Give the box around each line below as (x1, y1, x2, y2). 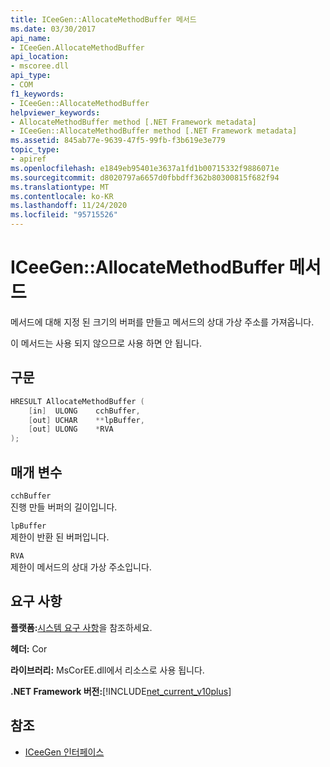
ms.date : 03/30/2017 (10, 24, 97, 34)
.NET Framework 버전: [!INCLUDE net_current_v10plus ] (10, 685, 232, 697)
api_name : (10, 33, 52, 43)
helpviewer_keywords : (10, 107, 101, 118)
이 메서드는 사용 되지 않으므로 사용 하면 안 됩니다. (10, 337, 203, 349)
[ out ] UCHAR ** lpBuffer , (28, 415, 145, 425)
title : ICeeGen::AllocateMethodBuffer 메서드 (10, 14, 197, 25)
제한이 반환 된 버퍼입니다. (10, 531, 110, 543)
